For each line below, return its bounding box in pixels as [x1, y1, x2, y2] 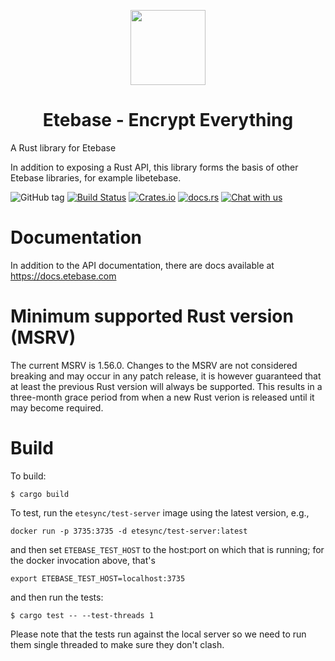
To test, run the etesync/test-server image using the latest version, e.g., [10, 506, 310, 519]
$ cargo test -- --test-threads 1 [10, 610, 155, 620]
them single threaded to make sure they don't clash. [10, 638, 225, 650]
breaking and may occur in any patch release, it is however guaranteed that [10, 370, 322, 382]
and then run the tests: [10, 591, 104, 603]
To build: [10, 470, 47, 482]
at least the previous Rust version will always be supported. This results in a [10, 380, 323, 392]
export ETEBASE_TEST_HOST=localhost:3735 [10, 573, 186, 584]
